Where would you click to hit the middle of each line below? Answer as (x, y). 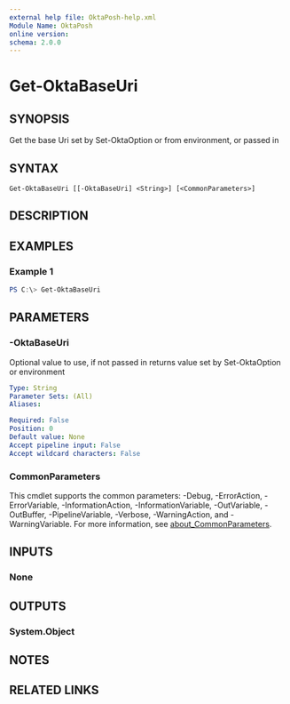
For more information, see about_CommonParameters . (173, 524)
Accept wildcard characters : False (75, 453)
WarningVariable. (41, 524)
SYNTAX (34, 168)
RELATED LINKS (54, 690)
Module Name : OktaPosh (51, 26)
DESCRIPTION (49, 216)
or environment (37, 372)
